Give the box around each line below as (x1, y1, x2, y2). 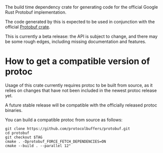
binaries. (5, 107, 23, 113)
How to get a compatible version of (5, 56, 150, 67)
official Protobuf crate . (5, 24, 50, 30)
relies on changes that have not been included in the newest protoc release (5, 87, 157, 93)
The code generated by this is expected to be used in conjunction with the (5, 19, 155, 24)
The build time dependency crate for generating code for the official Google (5, 4, 158, 10)
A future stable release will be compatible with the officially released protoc (5, 102, 158, 108)
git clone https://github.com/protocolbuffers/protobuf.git (5, 126, 131, 131)
